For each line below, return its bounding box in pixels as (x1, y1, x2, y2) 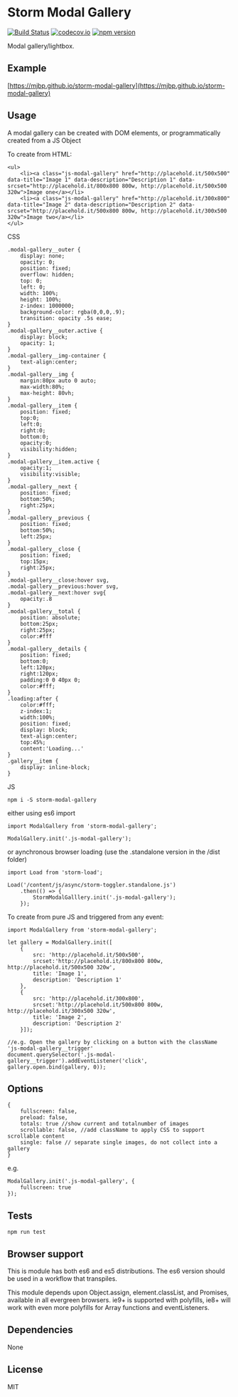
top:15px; (20, 557, 50, 565)
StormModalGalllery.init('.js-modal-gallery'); (33, 894, 176, 901)
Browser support (7, 1248, 84, 1260)
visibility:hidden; (20, 445, 78, 453)
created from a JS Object (7, 136, 82, 145)
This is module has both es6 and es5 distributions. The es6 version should (7, 1267, 225, 1275)
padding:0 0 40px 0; (20, 676, 81, 684)
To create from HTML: (7, 150, 72, 158)
